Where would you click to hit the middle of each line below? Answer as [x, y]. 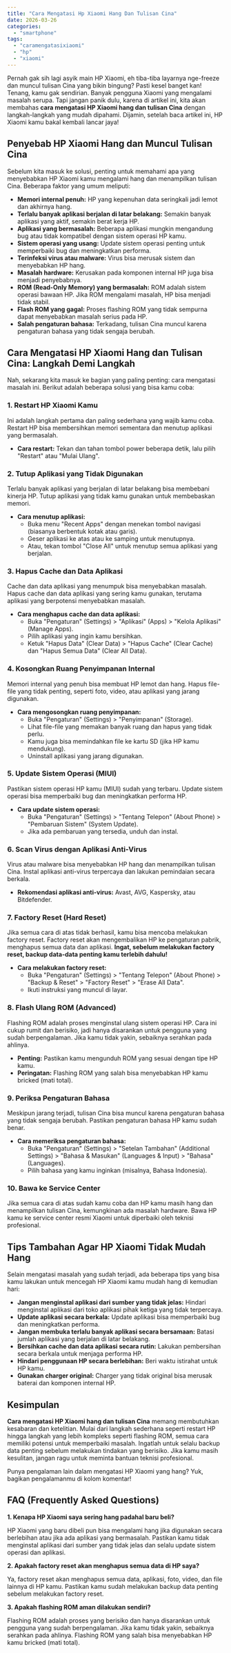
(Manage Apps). [50, 629]
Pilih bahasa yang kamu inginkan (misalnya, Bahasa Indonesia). [117, 1171]
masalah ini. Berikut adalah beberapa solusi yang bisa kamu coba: [101, 388]
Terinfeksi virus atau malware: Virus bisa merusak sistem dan [106, 258]
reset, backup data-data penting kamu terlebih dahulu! [87, 954]
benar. [16, 1128]
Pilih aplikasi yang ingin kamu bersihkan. [85, 636]
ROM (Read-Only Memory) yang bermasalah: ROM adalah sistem [111, 287]
